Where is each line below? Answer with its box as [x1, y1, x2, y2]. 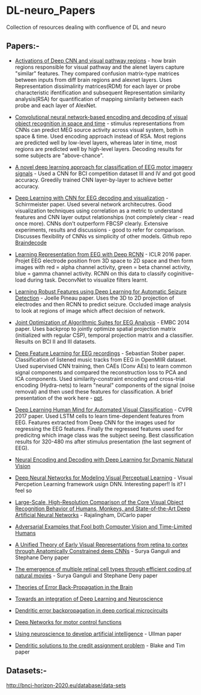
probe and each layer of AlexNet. [14, 102, 97, 109]
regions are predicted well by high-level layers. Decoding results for [14, 145, 183, 152]
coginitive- [167, 270, 194, 277]
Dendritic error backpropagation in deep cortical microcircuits [14, 607, 168, 614]
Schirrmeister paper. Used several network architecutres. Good [14, 200, 172, 208]
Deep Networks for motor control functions [14, 618, 122, 626]
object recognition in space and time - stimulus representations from [14, 120, 185, 127]
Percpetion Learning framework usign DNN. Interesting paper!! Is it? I [14, 480, 186, 487]
